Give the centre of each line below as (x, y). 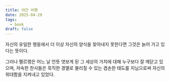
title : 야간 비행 (22, 10)
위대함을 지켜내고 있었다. (30, 74)
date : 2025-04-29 (24, 15)
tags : (11, 19)
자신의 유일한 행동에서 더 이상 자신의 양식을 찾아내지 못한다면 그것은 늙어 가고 (82, 45)
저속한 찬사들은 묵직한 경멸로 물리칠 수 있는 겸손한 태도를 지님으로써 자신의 (91, 68)
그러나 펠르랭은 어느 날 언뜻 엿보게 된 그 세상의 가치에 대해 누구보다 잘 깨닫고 (82, 61)
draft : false (19, 29)
